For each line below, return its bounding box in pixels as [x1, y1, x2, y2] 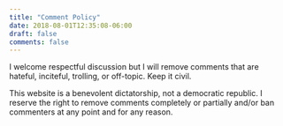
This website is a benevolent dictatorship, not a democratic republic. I [9, 88, 263, 99]
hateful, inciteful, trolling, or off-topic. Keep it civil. [9, 71, 192, 82]
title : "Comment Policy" [9, 12, 101, 22]
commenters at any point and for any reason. [9, 107, 173, 117]
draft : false [9, 29, 57, 38]
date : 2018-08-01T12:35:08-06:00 [9, 21, 133, 30]
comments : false [9, 37, 69, 47]
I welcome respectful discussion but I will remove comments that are [9, 62, 259, 72]
